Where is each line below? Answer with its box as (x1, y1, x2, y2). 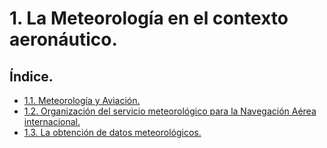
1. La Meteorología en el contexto (9, 7, 289, 30)
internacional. (23, 116, 81, 127)
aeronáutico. (9, 28, 118, 51)
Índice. (9, 68, 54, 85)
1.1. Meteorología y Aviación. (23, 95, 141, 106)
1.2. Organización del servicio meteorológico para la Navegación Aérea (23, 105, 317, 117)
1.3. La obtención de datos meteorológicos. (23, 127, 202, 138)
